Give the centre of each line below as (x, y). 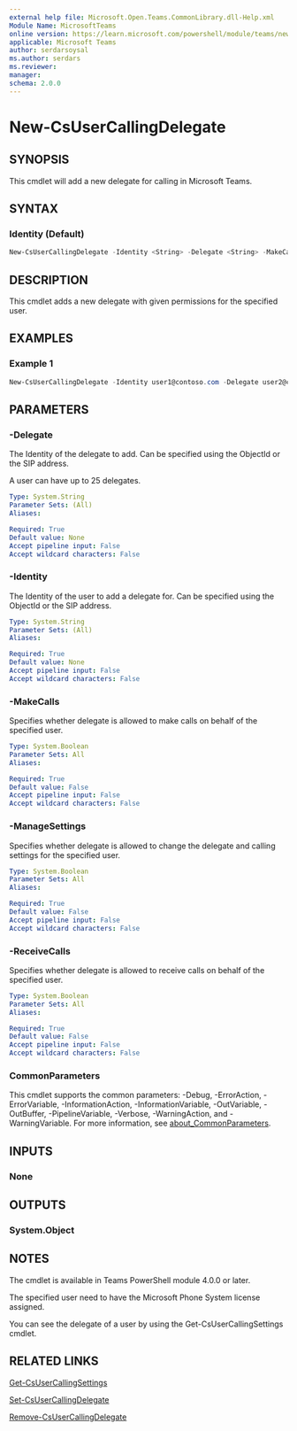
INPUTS (31, 1151)
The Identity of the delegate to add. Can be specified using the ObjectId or (145, 454)
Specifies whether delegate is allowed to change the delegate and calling (142, 846)
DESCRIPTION (49, 280)
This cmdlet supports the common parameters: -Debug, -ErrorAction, (136, 1095)
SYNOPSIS (39, 160)
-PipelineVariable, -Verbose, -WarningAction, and (138, 1114)
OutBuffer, (28, 1114)
